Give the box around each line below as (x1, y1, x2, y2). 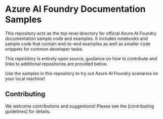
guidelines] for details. (5, 108, 51, 114)
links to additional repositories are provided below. (5, 61, 108, 67)
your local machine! (5, 76, 45, 81)
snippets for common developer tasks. (5, 46, 83, 52)
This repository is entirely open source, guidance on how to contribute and (5, 55, 157, 61)
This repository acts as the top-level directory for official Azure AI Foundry (5, 30, 157, 36)
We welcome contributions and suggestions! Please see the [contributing (5, 103, 154, 109)
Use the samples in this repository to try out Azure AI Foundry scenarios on (5, 70, 159, 76)
